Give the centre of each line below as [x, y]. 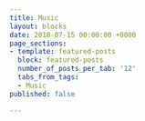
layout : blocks [38, 26]
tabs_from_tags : [48, 77]
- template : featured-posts [63, 52]
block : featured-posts [61, 60]
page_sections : [38, 43]
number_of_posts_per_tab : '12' [77, 69]
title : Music [34, 18]
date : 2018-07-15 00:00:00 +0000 [73, 35]
